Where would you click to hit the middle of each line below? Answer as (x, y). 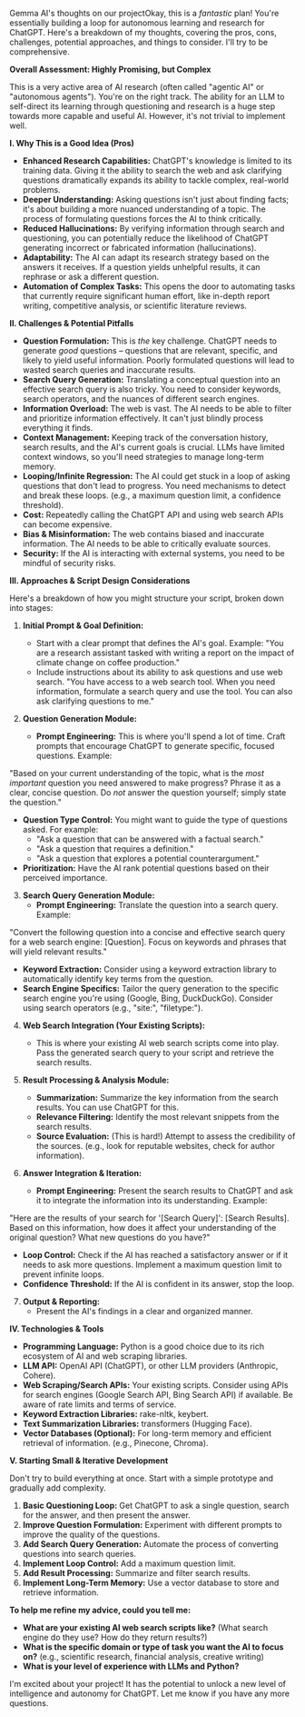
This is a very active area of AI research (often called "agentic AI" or (137, 87)
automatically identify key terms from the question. (118, 979)
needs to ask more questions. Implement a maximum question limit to (152, 1264)
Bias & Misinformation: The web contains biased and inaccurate (143, 534)
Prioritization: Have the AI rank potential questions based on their (146, 868)
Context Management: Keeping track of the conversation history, (145, 437)
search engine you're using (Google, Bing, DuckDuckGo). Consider (148, 998)
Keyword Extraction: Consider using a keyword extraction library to (149, 969)
